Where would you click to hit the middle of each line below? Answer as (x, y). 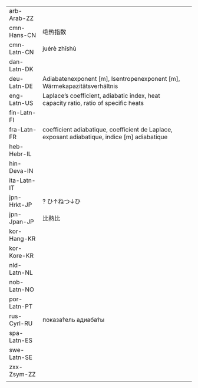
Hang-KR (22, 239)
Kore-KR (22, 256)
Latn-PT (21, 306)
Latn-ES (21, 340)
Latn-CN (22, 52)
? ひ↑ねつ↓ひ (62, 201)
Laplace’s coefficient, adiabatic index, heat (101, 96)
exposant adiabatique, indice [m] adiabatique (105, 137)
